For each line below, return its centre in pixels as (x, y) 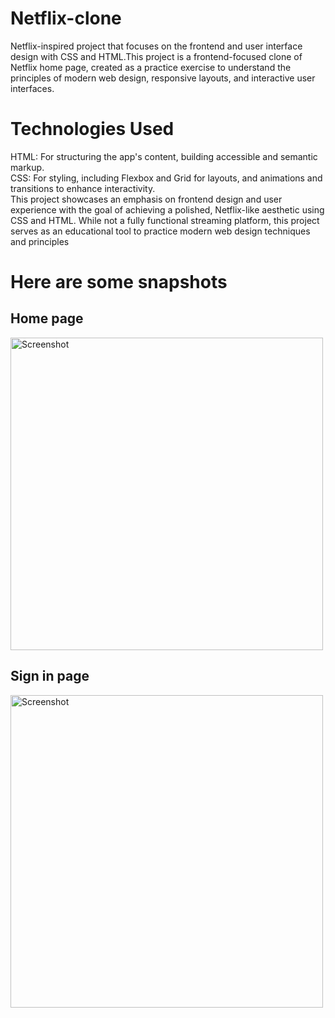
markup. (27, 167)
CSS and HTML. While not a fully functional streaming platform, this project (165, 220)
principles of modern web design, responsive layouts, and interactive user (163, 78)
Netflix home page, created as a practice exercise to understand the (151, 67)
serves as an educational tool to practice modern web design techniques (160, 231)
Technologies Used (92, 129)
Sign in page (50, 676)
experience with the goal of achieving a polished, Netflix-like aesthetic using (167, 209)
